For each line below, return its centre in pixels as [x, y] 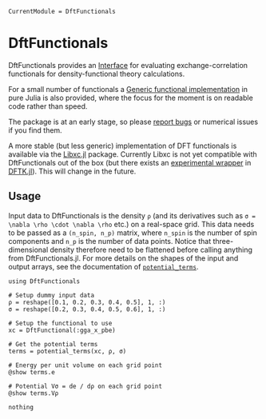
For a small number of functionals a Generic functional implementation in [128, 89]
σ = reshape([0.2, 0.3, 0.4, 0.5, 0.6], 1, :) [87, 309]
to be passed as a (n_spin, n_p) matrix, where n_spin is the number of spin [133, 233]
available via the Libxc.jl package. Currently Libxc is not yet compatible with [133, 154]
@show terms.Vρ [34, 393]
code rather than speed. [48, 106]
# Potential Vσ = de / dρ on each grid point [85, 386]
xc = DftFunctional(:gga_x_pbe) [62, 330]
